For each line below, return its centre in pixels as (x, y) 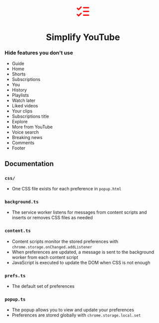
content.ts (18, 231)
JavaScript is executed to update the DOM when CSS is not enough (81, 262)
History (19, 90)
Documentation (29, 164)
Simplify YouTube (83, 38)
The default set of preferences (43, 286)
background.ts (22, 202)
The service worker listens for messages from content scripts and (79, 212)
